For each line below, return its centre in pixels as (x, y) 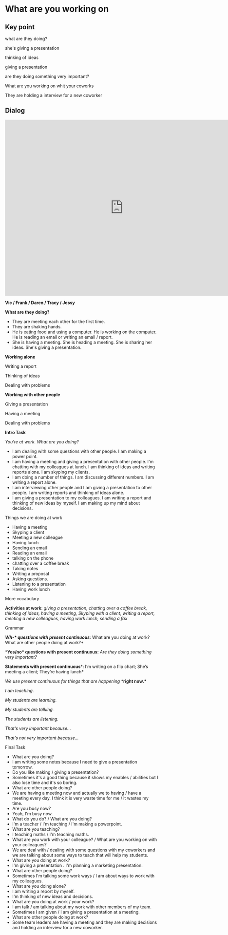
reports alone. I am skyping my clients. (51, 472)
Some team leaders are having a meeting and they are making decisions (85, 922)
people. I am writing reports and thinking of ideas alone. (68, 493)
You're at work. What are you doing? (42, 441)
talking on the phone (33, 558)
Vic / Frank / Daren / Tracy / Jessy (40, 303)
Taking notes (25, 568)
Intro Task (15, 432)
